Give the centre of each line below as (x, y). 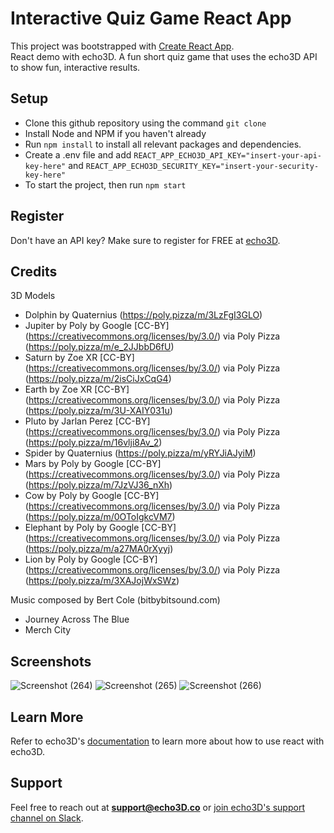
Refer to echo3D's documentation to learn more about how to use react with (167, 741)
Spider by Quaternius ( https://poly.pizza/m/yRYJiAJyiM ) (140, 453)
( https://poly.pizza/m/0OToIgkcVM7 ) (100, 517)
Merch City (48, 630)
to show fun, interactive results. (75, 67)
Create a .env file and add (78, 154)
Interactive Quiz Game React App (151, 18)
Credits (34, 271)
